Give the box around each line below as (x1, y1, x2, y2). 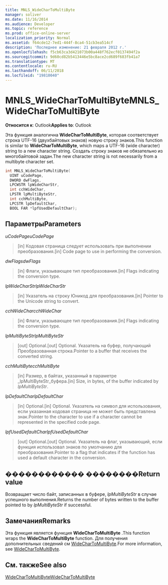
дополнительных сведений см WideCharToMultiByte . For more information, (5, 541, 162, 547)
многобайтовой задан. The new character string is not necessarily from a (5, 153, 157, 159)
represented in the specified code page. (17, 419, 101, 425)
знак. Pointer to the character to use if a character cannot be (17, 414, 142, 420)
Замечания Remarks (5, 516, 71, 525)
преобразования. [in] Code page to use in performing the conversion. (17, 248, 162, 254)
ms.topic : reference (5, 26, 49, 31)
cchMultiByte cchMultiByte (5, 363, 60, 369)
